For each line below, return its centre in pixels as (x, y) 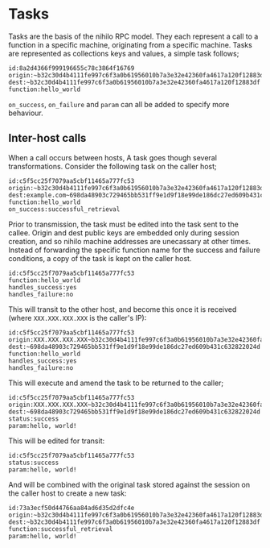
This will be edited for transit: (57, 441)
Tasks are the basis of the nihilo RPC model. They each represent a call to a (133, 36)
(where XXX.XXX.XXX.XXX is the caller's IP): (78, 318)
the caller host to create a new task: (67, 493)
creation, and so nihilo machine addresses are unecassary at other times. (130, 241)
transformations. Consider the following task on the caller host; (112, 166)
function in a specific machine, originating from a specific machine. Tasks (131, 44)
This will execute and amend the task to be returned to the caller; (116, 383)
